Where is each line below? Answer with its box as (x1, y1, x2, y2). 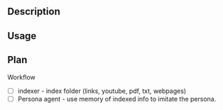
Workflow (7, 72, 36, 81)
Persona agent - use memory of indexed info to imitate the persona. (17, 94, 217, 103)
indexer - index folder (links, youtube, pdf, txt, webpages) (17, 87, 187, 95)
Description (7, 6, 60, 18)
